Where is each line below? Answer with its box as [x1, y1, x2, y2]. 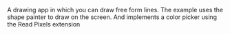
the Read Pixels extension [7, 20, 81, 28]
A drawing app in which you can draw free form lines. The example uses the [7, 6, 224, 14]
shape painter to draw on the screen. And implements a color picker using [7, 13, 218, 21]
